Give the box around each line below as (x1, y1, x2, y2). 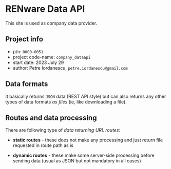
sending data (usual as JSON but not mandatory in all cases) (12, 158, 141, 164)
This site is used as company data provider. (5, 20, 98, 26)
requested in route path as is (12, 142, 73, 149)
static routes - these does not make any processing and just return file (12, 137, 163, 143)
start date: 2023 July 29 (12, 59, 64, 66)
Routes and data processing (5, 113, 97, 122)
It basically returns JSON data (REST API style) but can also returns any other (5, 93, 166, 99)
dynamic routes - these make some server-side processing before (12, 152, 155, 159)
